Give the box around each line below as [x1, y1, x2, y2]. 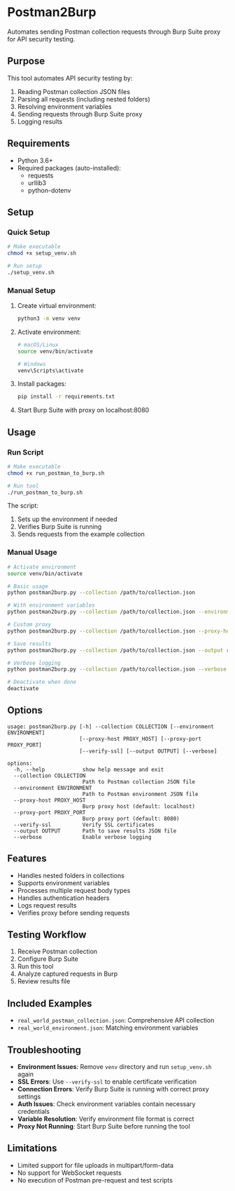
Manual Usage [7, 548, 57, 558]
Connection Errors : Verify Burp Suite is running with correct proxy [17, 1085, 210, 1094]
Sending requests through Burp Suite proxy [17, 109, 143, 118]
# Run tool [7, 482, 39, 490]
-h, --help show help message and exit [13, 766, 164, 773]
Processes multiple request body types [17, 886, 131, 894]
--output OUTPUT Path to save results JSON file [13, 827, 177, 835]
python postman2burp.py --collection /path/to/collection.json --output [7, 647, 224, 654]
